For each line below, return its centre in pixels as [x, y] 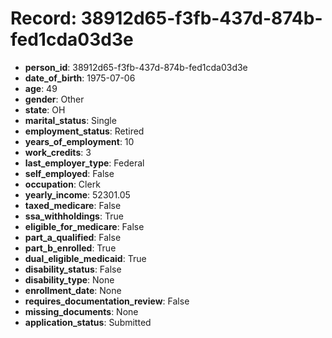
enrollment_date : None [73, 290]
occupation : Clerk [62, 184]
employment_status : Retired [84, 131]
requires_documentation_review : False [107, 301]
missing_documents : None [81, 311]
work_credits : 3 [58, 152]
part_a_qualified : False [73, 237]
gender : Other [54, 99]
